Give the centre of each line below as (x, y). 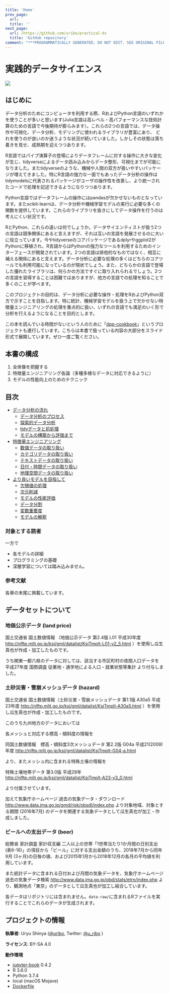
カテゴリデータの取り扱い (47, 454)
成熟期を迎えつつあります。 (60, 144)
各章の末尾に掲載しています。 (36, 592)
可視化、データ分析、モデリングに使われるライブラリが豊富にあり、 (84, 132)
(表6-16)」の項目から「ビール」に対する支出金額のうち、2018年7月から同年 (84, 850)
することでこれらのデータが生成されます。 (53, 903)
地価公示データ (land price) (38, 626)
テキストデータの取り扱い (47, 461)
